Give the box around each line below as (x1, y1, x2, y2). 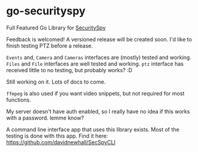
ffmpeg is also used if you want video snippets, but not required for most (6, 90, 185, 97)
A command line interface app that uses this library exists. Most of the (6, 126, 180, 133)
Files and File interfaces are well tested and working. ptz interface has (6, 60, 184, 67)
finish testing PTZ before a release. (6, 42, 93, 49)
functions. (6, 96, 31, 103)
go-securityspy (6, 4, 86, 18)
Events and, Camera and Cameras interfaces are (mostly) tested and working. (6, 53, 192, 61)
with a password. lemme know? (6, 114, 84, 121)
